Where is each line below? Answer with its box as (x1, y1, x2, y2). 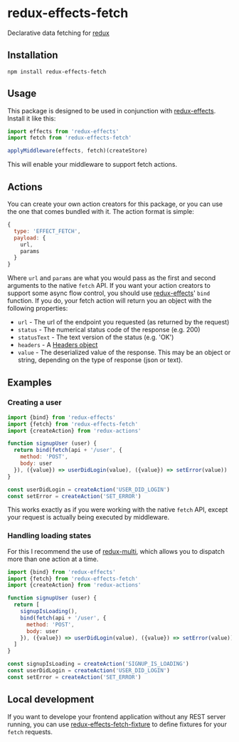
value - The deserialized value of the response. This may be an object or (17, 348, 231, 357)
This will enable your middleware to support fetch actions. (7, 160, 178, 169)
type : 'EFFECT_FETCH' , (14, 227, 81, 235)
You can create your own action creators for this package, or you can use (7, 200, 223, 208)
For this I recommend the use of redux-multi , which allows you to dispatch (7, 547, 225, 555)
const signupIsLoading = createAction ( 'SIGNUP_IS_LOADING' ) (7, 661, 190, 668)
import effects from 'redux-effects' (7, 128, 119, 135)
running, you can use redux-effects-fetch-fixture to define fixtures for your (7, 720, 228, 728)
